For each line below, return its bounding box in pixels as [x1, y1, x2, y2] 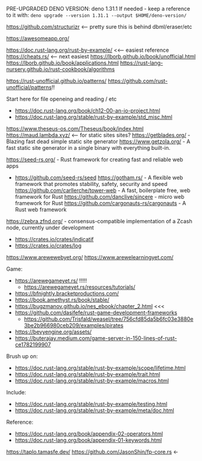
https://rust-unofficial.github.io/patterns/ [6, 78, 107, 84]
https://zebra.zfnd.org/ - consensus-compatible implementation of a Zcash [6, 218, 192, 224]
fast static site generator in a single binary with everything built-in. [6, 144, 171, 151]
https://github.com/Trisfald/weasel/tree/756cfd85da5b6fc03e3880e [23, 315, 194, 323]
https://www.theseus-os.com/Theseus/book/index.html [6, 125, 144, 132]
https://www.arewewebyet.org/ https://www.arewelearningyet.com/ [6, 254, 174, 261]
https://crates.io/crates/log [14, 242, 82, 249]
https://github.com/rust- [108, 78, 168, 84]
